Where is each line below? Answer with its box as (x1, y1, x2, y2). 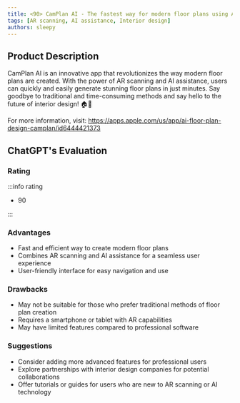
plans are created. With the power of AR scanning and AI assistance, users (7, 76, 228, 86)
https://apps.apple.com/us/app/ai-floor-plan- (88, 116, 221, 125)
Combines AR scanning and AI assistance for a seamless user (17, 251, 200, 260)
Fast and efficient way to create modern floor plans (17, 244, 169, 252)
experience (17, 259, 51, 267)
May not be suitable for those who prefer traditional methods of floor (17, 300, 220, 309)
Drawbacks (7, 285, 48, 295)
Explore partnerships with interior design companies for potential (17, 364, 209, 373)
